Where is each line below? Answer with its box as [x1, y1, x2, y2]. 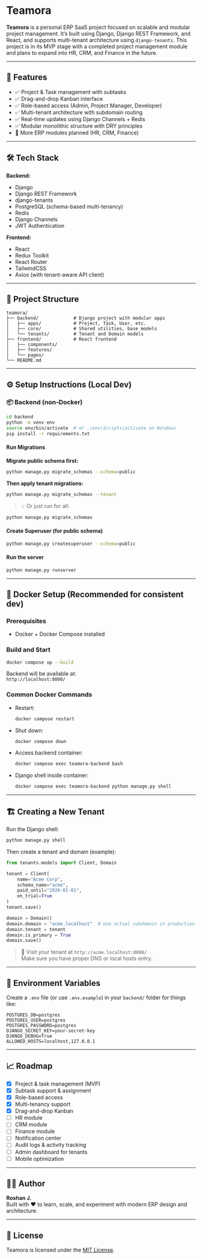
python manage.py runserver [6, 567, 77, 573]
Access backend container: [14, 749, 83, 756]
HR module [14, 1114, 43, 1122]
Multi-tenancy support [14, 1100, 71, 1108]
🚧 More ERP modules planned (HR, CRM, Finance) [14, 129, 139, 136]
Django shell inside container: [14, 772, 89, 779]
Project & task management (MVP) [14, 1080, 101, 1087]
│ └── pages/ [6, 352, 44, 359]
